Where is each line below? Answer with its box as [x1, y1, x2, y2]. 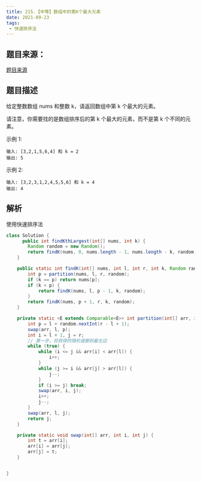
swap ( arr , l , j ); [28, 410, 71, 416]
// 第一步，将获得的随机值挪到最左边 [28, 338, 108, 344]
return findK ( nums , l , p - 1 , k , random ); [38, 288, 146, 294]
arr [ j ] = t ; [28, 449, 58, 455]
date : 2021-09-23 [6, 14, 50, 20]
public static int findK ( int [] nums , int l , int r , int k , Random [17, 266, 186, 272]
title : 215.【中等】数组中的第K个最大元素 [6, 8, 101, 15]
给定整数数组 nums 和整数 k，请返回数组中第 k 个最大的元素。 [6, 103, 159, 110]
